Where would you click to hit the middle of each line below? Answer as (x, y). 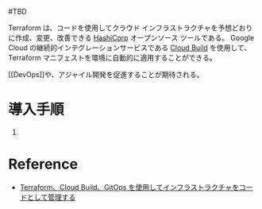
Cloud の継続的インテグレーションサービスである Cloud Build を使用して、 (130, 48)
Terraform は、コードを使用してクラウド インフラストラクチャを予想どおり (131, 28)
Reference (43, 164)
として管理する (51, 197)
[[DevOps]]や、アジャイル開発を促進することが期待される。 (106, 74)
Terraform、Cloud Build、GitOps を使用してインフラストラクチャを (129, 187)
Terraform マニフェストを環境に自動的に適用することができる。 (112, 58)
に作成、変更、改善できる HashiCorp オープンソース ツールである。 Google (131, 38)
